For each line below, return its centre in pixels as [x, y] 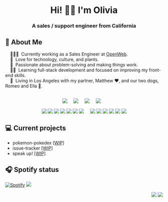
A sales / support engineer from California [84, 26]
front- [155, 70]
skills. [20, 75]
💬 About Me [24, 42]
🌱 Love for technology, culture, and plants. [54, 59]
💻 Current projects [36, 128]
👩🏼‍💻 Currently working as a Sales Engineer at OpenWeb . [69, 54]
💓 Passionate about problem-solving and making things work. [74, 64]
